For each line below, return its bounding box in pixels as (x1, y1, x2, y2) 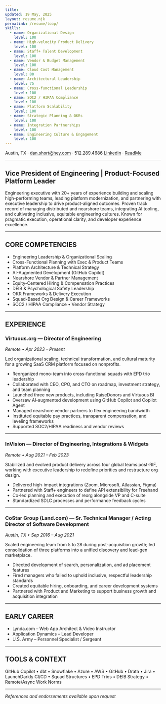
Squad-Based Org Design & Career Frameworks (12, 296, 110, 302)
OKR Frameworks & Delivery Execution (12, 291, 91, 297)
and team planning (12, 386, 50, 392)
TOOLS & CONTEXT (5, 655, 67, 664)
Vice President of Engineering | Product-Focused (5, 169, 160, 178)
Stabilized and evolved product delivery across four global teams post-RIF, (5, 461, 157, 467)
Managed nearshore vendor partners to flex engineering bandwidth (12, 408, 150, 414)
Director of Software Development (5, 520, 89, 527)
